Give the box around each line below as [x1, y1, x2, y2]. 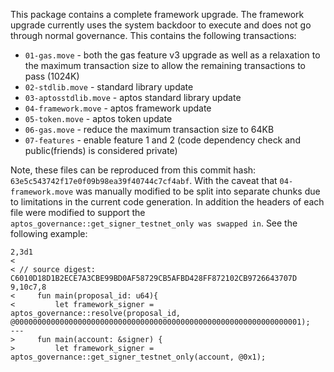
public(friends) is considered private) [24, 145, 178, 156]
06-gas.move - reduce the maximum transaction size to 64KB [24, 124, 275, 135]
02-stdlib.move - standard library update [24, 81, 194, 93]
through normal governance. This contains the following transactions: [10, 30, 297, 41]
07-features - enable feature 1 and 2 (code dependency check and [24, 134, 301, 146]
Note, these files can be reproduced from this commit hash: [10, 164, 257, 176]
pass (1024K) [24, 70, 80, 82]
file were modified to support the [10, 207, 146, 218]
